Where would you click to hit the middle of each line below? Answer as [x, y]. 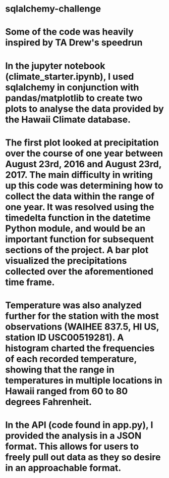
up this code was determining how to [84, 185]
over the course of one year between [84, 153]
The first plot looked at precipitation [82, 142]
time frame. [30, 282]
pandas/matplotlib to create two [74, 98]
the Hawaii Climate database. [68, 119]
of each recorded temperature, [71, 359]
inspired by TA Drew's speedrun [74, 43]
